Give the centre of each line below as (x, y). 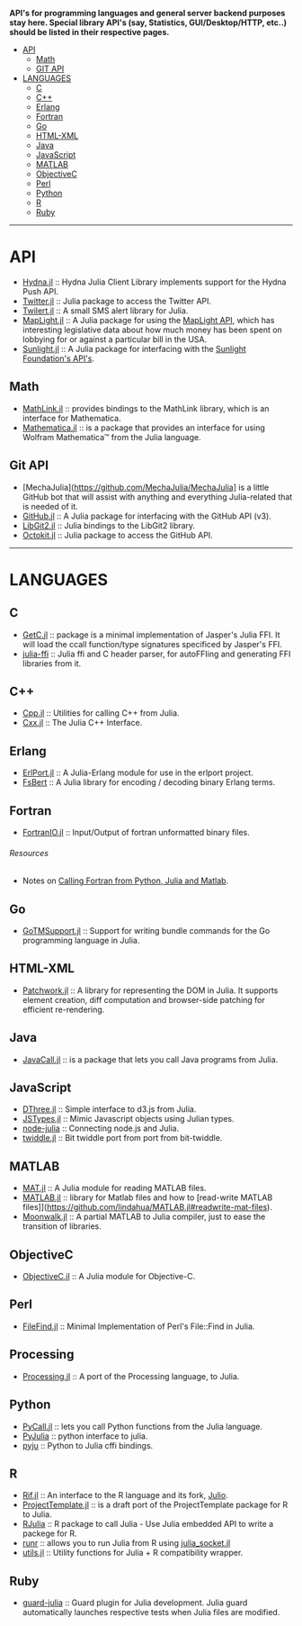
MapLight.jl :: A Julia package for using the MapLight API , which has (148, 320)
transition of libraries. (62, 1226)
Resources (29, 853)
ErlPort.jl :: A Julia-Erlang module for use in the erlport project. (138, 772)
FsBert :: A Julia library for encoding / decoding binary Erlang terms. (149, 782)
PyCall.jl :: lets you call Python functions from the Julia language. (142, 1426)
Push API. (40, 291)
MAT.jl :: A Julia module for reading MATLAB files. (114, 1188)
